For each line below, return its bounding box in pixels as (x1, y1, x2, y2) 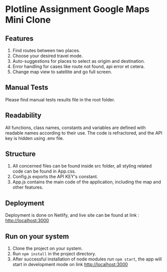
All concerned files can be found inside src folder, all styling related (12, 163, 152, 169)
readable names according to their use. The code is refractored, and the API (5, 129, 163, 136)
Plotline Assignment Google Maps (5, 4, 149, 15)
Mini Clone (5, 14, 51, 26)
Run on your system (5, 232, 69, 240)
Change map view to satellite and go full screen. (12, 69, 112, 75)
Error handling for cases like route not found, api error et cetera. (12, 64, 145, 69)
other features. (12, 184, 44, 190)
